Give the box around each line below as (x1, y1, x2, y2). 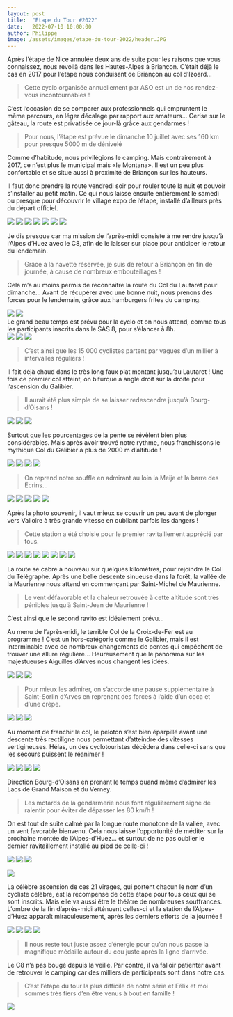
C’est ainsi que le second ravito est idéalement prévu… (7, 614, 165, 623)
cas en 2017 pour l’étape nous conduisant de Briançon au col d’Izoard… (7, 70, 212, 79)
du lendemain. (7, 246, 49, 255)
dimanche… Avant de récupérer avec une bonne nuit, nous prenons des (7, 288, 213, 297)
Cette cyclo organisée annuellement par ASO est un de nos (24, 84, 194, 92)
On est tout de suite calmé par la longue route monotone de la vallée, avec (7, 819, 220, 828)
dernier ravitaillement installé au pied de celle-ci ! (7, 842, 149, 850)
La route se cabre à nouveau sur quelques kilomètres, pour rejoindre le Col (7, 565, 222, 574)
